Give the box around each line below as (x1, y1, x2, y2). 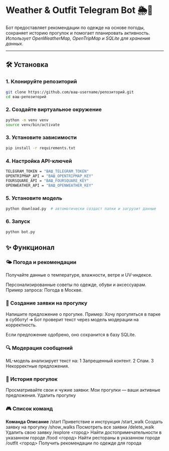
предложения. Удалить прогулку (6, 392, 76, 398)
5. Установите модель (6, 195, 62, 202)
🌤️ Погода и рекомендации (6, 259, 77, 266)
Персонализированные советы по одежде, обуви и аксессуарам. (6, 282, 147, 288)
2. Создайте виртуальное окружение (6, 106, 102, 113)
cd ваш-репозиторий (6, 94, 47, 99)
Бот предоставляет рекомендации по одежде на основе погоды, (6, 24, 145, 31)
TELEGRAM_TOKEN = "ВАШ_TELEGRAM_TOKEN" (6, 168, 89, 174)
